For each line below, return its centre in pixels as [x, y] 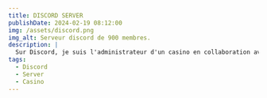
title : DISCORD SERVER [46, 15]
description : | [33, 45]
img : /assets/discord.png [51, 30]
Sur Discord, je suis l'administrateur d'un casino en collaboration [133, 52]
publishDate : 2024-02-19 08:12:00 [66, 23]
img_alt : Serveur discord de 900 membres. [79, 38]
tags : [17, 60]
